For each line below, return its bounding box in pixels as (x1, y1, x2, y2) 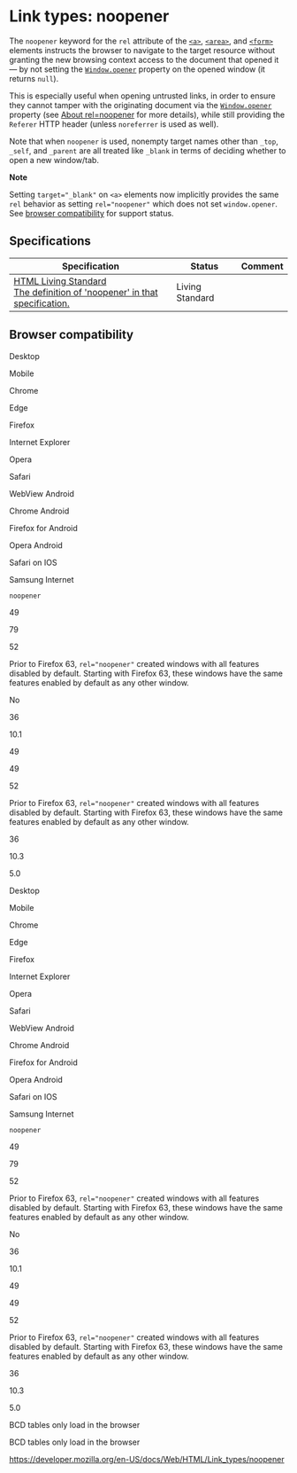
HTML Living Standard (13, 275, 107, 287)
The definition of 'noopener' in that (13, 286, 158, 298)
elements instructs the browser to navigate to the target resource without (9, 44, 276, 55)
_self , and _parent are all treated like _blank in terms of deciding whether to (9, 145, 286, 156)
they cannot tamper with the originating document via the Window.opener (9, 99, 272, 110)
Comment (240, 260, 284, 272)
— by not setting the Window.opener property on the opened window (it (9, 64, 265, 74)
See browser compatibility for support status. (9, 208, 174, 218)
